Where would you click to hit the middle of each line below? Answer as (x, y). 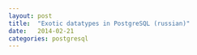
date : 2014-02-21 (41, 31)
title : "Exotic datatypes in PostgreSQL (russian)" (99, 23)
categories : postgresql (49, 38)
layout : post (30, 16)
